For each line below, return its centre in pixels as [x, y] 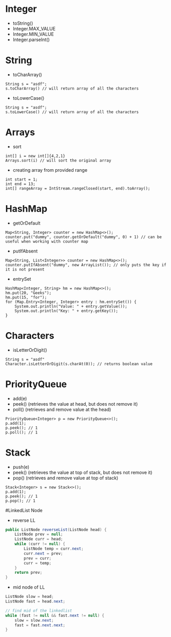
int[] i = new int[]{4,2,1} [35, 156]
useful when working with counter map [47, 241]
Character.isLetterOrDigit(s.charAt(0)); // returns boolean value [79, 364]
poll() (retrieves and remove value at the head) [62, 409]
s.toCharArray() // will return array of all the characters [72, 88]
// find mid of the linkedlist [39, 611]
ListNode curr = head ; [39, 539]
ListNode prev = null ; [39, 534]
